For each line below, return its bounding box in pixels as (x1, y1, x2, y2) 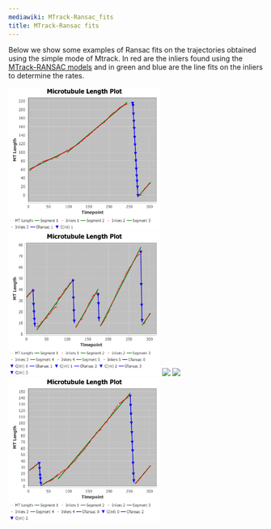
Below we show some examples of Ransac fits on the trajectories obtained (8, 44, 256, 54)
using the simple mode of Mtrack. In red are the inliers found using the (8, 53, 243, 63)
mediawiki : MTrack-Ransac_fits (8, 13, 114, 21)
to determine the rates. (8, 70, 85, 80)
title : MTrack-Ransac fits (8, 21, 100, 30)
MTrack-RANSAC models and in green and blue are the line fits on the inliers (8, 61, 263, 72)
